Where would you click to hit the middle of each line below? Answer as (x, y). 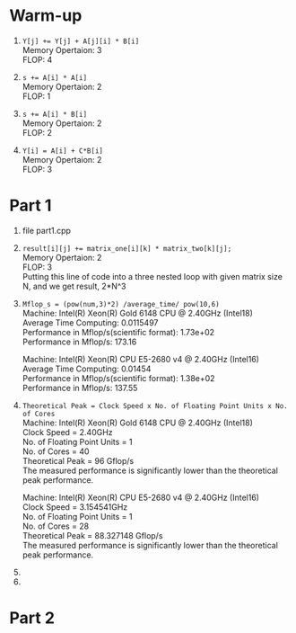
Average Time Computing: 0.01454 (87, 369)
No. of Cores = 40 (56, 451)
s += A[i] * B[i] (55, 114)
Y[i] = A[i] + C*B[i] (62, 151)
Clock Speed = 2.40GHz (68, 432)
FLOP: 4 (37, 59)
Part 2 (32, 618)
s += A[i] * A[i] (55, 77)
